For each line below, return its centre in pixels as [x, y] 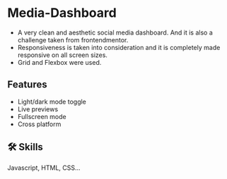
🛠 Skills [25, 147]
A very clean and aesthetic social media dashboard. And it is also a [115, 32]
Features [27, 85]
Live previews [38, 109]
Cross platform [39, 124]
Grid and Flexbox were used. [59, 62]
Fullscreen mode [42, 116]
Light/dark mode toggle [52, 101]
